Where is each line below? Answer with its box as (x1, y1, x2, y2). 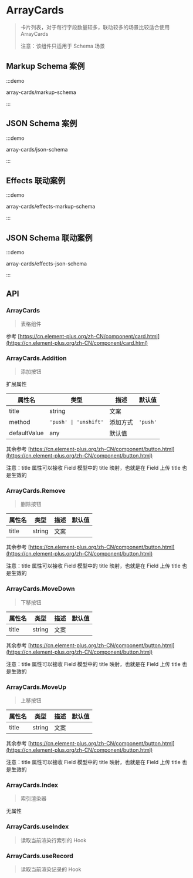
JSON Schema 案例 (6, 119, 77, 129)
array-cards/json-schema (6, 146, 68, 153)
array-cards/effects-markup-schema (6, 203, 96, 210)
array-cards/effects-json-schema (6, 260, 87, 267)
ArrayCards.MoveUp (6, 682, 66, 691)
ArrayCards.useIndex (6, 823, 69, 831)
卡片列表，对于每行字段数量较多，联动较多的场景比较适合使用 (20, 23, 170, 31)
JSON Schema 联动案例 (6, 233, 93, 243)
